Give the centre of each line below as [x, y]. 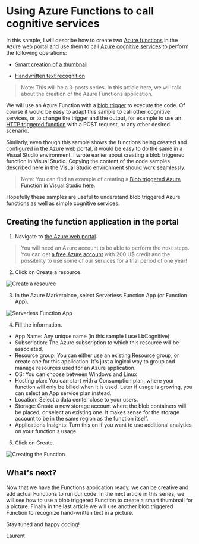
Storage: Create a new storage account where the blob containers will [100, 406]
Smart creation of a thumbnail [51, 64]
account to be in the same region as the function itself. [81, 418]
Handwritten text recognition [50, 76]
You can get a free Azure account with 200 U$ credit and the [95, 254]
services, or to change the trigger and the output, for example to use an [94, 118]
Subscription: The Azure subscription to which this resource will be [97, 342]
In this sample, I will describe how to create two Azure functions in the [92, 40]
